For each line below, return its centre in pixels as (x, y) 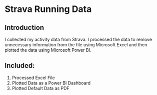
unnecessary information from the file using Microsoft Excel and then (76, 45)
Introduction (24, 28)
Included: (20, 66)
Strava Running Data (48, 9)
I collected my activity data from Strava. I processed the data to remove (78, 39)
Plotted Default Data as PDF (40, 88)
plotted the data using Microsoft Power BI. (48, 50)
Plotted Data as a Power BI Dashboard (51, 83)
